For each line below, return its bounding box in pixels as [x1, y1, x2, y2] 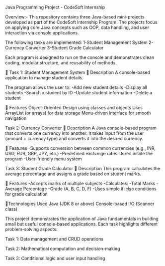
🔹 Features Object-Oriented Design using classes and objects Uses [5, 105, 143, 110]
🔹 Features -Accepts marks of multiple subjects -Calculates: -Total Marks [5, 181, 156, 186]
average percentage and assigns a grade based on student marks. [5, 171, 142, 177]
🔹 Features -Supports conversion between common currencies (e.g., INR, [5, 145, 156, 151]
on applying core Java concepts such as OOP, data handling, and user [5, 24, 150, 30]
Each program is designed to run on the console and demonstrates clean [5, 54, 155, 60]
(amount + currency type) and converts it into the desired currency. [5, 136, 143, 141]
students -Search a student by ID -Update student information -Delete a [5, 90, 153, 95]
